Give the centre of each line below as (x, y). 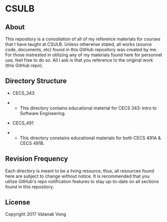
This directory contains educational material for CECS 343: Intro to (88, 108)
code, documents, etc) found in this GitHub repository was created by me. (81, 50)
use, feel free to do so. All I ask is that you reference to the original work (79, 60)
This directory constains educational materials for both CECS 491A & (90, 138)
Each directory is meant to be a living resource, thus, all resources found (80, 171)
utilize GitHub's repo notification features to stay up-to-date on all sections (82, 181)
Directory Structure (36, 81)
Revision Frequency (37, 159)
